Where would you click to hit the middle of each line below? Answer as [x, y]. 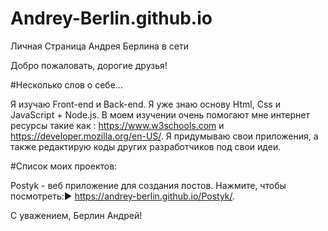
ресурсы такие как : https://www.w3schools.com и [117, 125]
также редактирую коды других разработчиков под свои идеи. [146, 146]
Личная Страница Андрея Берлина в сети [99, 46]
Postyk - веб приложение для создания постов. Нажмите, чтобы [148, 185]
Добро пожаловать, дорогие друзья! [89, 65]
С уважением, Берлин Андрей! [76, 215]
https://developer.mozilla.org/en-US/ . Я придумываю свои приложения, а [164, 136]
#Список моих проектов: [64, 166]
